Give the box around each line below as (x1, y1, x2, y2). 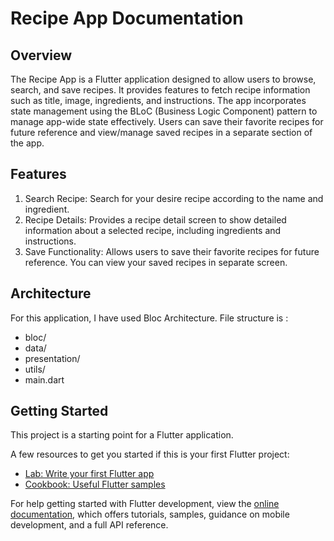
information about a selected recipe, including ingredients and (24, 224, 282, 236)
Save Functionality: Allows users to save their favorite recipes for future (24, 245, 320, 257)
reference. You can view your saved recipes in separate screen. (24, 256, 288, 268)
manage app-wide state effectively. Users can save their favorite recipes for (10, 116, 324, 127)
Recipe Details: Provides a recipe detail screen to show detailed (24, 213, 287, 226)
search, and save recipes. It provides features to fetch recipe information (10, 84, 311, 96)
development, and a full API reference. (10, 519, 169, 531)
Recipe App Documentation (10, 7, 244, 30)
